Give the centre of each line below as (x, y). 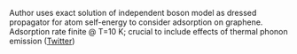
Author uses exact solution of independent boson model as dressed (133, 13)
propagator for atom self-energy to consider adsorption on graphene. (136, 22)
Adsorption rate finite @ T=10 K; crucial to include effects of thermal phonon (148, 31)
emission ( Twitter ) (42, 41)
